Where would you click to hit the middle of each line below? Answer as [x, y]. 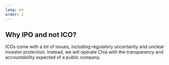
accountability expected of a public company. [53, 57]
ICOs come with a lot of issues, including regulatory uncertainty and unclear [85, 47]
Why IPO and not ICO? [41, 35]
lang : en [14, 10]
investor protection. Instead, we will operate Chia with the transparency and [84, 52]
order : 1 [14, 14]
